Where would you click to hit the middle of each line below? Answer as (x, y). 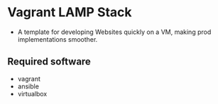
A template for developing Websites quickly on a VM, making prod (114, 32)
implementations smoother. (58, 39)
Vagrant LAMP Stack (70, 12)
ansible (28, 86)
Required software (49, 62)
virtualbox (32, 93)
